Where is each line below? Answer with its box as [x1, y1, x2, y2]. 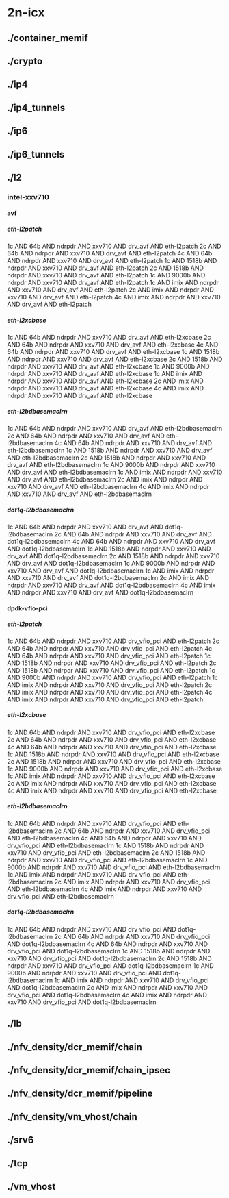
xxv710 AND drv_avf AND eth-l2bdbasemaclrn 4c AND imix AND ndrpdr [7, 483, 210, 491]
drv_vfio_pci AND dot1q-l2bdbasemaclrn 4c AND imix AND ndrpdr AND [7, 990, 207, 999]
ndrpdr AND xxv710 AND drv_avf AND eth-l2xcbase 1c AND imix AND [7, 370, 203, 378]
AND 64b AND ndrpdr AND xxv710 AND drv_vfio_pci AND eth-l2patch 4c [7, 644, 213, 652]
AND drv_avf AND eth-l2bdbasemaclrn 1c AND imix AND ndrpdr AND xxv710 [7, 468, 223, 477]
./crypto [7, 55, 43, 66]
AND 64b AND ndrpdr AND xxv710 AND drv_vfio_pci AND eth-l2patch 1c [7, 651, 211, 660]
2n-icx [7, 5, 45, 21]
